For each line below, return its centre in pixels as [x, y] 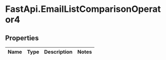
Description [58, 52]
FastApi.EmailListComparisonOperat [83, 9]
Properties [22, 38]
